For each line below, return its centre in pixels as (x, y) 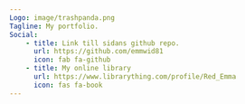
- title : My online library (78, 69)
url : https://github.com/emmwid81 (99, 52)
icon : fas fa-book (68, 85)
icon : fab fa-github (72, 60)
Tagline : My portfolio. (54, 26)
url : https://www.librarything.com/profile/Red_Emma (135, 77)
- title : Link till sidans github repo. (103, 43)
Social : (24, 34)
